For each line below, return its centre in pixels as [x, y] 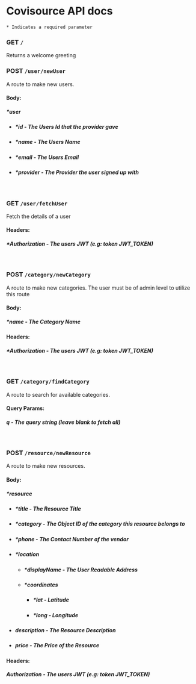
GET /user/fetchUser [37, 203]
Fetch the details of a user [38, 216]
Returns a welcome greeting [41, 55]
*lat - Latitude [51, 600]
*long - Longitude [56, 615]
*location [27, 555]
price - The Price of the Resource [57, 645]
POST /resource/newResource [49, 453]
